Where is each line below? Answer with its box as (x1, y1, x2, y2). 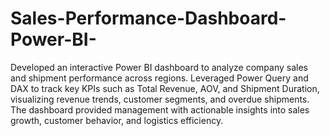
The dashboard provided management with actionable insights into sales (10, 103, 310, 116)
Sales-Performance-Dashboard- (10, 7, 287, 30)
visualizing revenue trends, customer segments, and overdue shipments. (10, 93, 310, 105)
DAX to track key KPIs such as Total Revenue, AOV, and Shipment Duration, (10, 82, 320, 94)
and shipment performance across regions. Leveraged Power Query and (10, 72, 309, 84)
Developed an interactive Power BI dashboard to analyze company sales (10, 61, 308, 73)
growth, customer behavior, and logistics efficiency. (10, 114, 224, 126)
